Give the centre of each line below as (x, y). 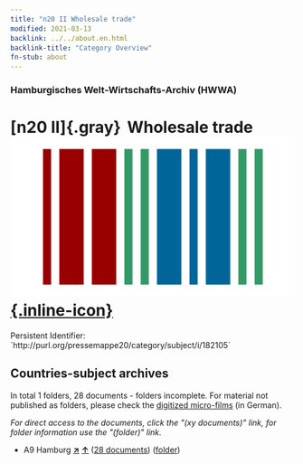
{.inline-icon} (62, 311)
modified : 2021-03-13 (51, 28)
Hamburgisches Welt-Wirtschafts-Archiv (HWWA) (124, 90)
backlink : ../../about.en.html (69, 38)
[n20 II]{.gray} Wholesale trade (132, 128)
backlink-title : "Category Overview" (81, 48)
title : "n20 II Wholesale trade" (73, 19)
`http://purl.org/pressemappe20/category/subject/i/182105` (121, 345)
